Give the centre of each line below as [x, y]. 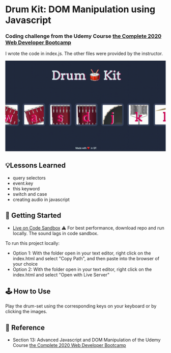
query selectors [29, 178]
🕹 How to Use [28, 291]
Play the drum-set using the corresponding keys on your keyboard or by [81, 306]
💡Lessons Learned [36, 166]
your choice [25, 264]
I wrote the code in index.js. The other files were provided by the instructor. [84, 54]
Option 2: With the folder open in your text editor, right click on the [82, 269]
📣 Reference [25, 327]
